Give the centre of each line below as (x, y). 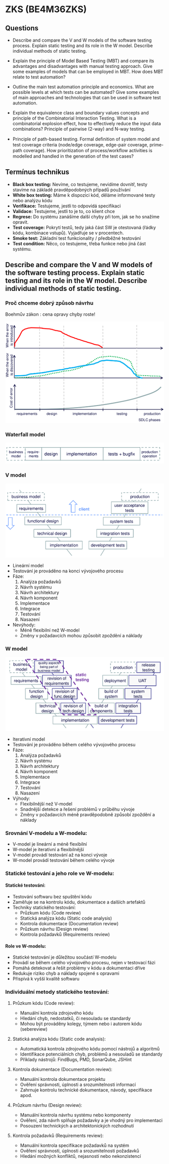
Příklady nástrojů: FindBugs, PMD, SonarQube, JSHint (76, 1059)
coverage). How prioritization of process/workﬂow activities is (88, 150)
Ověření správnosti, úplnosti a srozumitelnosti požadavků (80, 1151)
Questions (22, 28)
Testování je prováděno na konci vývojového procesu (68, 571)
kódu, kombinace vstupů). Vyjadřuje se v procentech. (68, 233)
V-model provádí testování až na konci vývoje (60, 855)
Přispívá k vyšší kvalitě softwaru (46, 979)
